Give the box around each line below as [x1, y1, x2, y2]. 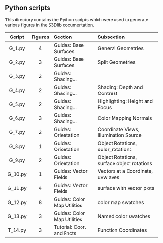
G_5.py [9, 101, 25, 108]
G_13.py [7, 213, 27, 220]
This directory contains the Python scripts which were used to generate [5, 17, 148, 22]
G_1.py [9, 45, 25, 52]
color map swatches [98, 199, 144, 206]
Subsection [98, 34, 125, 40]
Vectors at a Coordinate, [98, 168, 153, 174]
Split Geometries [98, 58, 136, 65]
